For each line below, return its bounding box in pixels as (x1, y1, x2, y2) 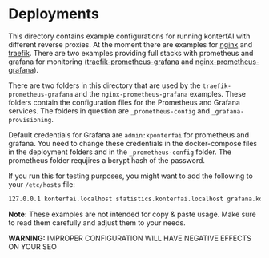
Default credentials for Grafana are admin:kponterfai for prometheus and (8, 129, 250, 140)
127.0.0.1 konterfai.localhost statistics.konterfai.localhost (8, 195, 224, 203)
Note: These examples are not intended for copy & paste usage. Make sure (8, 209, 256, 219)
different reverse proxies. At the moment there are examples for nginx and (8, 39, 253, 49)
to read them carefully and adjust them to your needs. (8, 217, 186, 228)
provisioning (8, 116, 52, 124)
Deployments (8, 5, 100, 23)
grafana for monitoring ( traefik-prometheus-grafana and (8, 57, 194, 66)
